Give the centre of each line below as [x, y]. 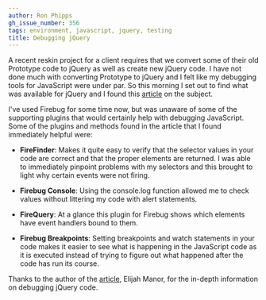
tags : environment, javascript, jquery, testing [90, 30]
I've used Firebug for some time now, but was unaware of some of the [123, 110]
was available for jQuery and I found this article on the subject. [110, 94]
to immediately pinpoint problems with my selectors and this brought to [136, 167]
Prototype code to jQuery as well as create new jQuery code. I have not [125, 69]
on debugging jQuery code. [53, 287]
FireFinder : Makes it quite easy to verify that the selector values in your [137, 150]
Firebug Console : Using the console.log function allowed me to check [134, 190]
